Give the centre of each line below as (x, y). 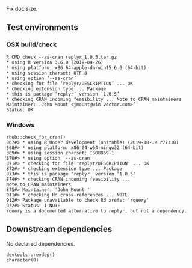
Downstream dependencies (59, 229)
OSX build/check (32, 44)
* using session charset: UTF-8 (47, 73)
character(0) (23, 260)
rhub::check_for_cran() (36, 137)
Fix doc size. (22, 9)
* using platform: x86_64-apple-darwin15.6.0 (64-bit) (76, 68)
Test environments (42, 27)
